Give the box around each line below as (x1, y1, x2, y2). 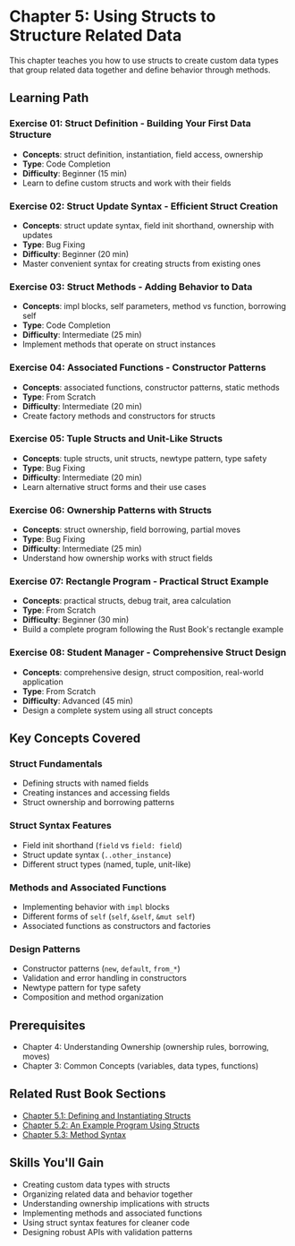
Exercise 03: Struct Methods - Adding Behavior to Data (9, 280, 253, 293)
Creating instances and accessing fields (21, 787, 171, 798)
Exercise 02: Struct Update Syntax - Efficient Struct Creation (9, 200, 279, 212)
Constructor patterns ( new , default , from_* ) (21, 963, 181, 974)
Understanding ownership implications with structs (21, 1198, 210, 1208)
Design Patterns (9, 942, 80, 955)
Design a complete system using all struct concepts (21, 705, 213, 716)
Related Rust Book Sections (9, 1087, 166, 1102)
